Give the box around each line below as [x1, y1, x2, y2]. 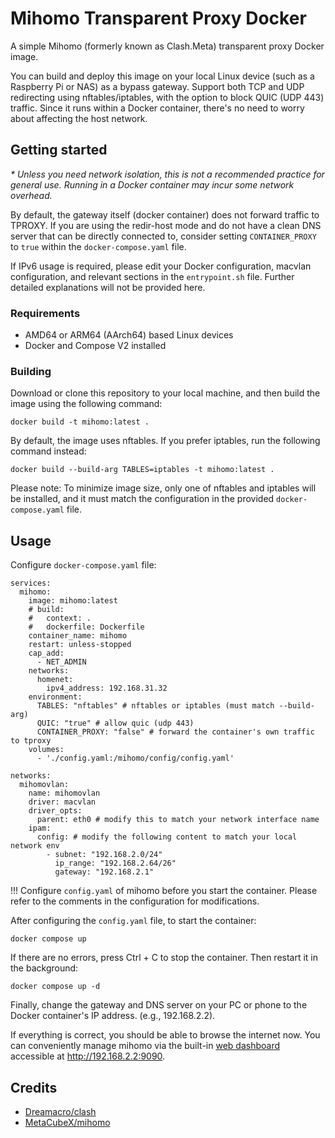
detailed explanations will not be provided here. [10, 281, 206, 293]
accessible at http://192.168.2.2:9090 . [10, 1050, 166, 1062]
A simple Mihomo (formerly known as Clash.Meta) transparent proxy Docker [10, 40, 325, 52]
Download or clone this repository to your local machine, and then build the [10, 387, 321, 399]
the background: [10, 962, 79, 974]
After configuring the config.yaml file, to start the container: [10, 915, 257, 927]
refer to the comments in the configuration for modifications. [10, 895, 260, 907]
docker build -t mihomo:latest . [10, 417, 150, 427]
